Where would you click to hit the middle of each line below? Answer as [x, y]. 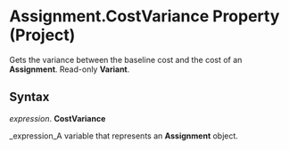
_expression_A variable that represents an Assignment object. [124, 136]
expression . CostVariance [58, 118]
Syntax [29, 97]
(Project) [42, 35]
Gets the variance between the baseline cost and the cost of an [126, 59]
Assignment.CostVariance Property [144, 16]
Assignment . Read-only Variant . [70, 69]
